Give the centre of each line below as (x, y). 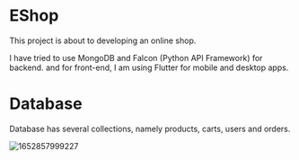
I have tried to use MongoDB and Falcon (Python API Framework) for (136, 58)
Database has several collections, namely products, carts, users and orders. (150, 129)
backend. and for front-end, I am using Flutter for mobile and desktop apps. (149, 67)
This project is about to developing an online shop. (103, 40)
